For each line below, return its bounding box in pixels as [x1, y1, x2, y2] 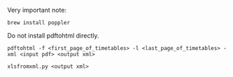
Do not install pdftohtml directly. [7, 31, 99, 40]
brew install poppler [7, 19, 71, 26]
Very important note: [7, 6, 67, 14]
